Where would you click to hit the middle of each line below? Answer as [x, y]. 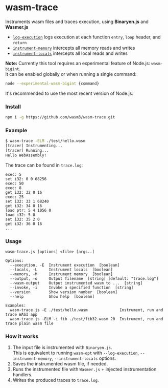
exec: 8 [14, 188]
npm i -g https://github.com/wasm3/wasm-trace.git [60, 117]
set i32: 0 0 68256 [26, 179]
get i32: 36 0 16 [24, 224]
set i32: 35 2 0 [22, 219]
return [20, 43]
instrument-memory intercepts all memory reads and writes [74, 48]
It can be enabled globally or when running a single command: [71, 74]
